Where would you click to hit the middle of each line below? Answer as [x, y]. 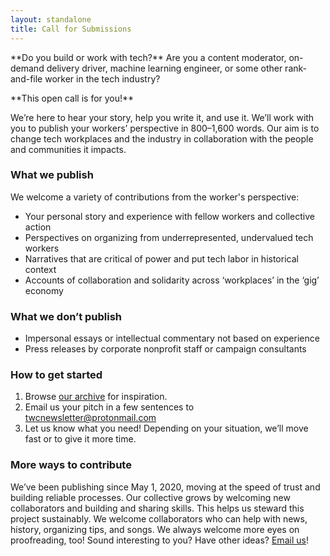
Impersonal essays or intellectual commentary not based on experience [172, 338]
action [38, 227]
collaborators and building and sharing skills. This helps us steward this [157, 508]
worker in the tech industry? [102, 78]
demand [27, 68]
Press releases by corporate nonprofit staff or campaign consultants [165, 349]
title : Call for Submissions [71, 29]
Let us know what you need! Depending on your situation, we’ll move [166, 428]
